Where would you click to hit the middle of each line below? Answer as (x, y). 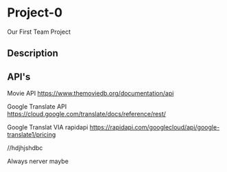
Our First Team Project (39, 32)
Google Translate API (37, 107)
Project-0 (35, 13)
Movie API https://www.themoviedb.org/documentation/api (91, 94)
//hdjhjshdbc (25, 148)
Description (33, 53)
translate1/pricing (32, 135)
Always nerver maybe (38, 161)
